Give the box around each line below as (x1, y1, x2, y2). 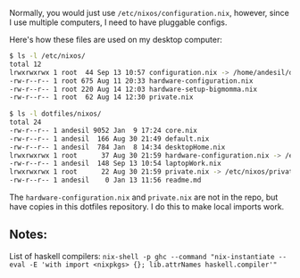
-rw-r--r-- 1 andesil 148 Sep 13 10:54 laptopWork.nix (9, 159, 221, 168)
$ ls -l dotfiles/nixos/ (9, 110, 102, 119)
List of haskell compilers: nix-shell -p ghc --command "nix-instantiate (9, 250, 275, 261)
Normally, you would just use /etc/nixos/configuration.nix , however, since (9, 8, 290, 18)
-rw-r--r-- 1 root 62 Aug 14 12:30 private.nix (9, 93, 194, 102)
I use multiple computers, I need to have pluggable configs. (9, 17, 228, 28)
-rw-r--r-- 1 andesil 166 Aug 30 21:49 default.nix (9, 134, 210, 143)
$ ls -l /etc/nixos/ (9, 52, 87, 61)
